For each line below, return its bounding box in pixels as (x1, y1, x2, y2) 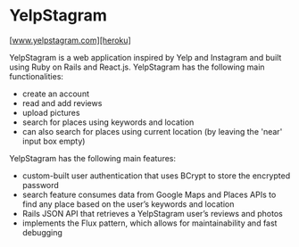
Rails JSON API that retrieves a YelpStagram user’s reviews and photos (21, 208, 283, 218)
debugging (21, 226, 62, 237)
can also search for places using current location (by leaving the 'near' (21, 126, 283, 136)
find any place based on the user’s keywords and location (21, 198, 235, 210)
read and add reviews (21, 97, 103, 108)
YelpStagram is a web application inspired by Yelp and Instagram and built (9, 52, 282, 62)
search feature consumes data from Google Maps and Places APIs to (21, 189, 277, 200)
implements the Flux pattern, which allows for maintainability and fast (21, 218, 278, 228)
